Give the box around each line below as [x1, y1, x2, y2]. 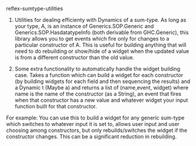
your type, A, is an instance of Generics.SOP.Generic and [14, 23, 154, 29]
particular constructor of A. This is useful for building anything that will [14, 41, 187, 48]
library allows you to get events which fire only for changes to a [14, 35, 169, 42]
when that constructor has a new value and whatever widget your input [14, 97, 188, 104]
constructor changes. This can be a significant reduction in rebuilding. [6, 133, 177, 140]
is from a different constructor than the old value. [14, 54, 135, 61]
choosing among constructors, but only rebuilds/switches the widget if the [6, 127, 188, 134]
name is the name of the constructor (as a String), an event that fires [14, 91, 182, 97]
